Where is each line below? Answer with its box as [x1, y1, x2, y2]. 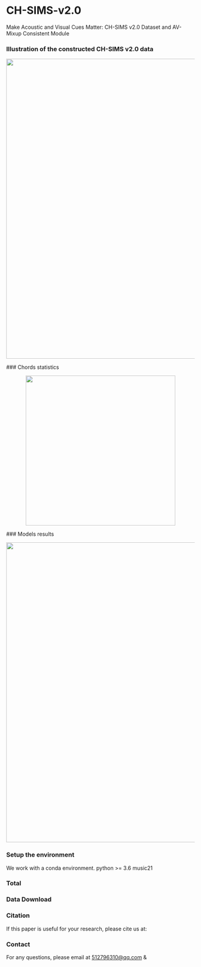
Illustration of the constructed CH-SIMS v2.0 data [6, 44, 154, 53]
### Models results [6, 530, 54, 537]
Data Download [6, 895, 52, 903]
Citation [6, 911, 30, 920]
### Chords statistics [6, 364, 59, 371]
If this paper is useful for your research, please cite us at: [6, 925, 147, 932]
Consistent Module [23, 29, 70, 37]
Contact [6, 940, 31, 948]
